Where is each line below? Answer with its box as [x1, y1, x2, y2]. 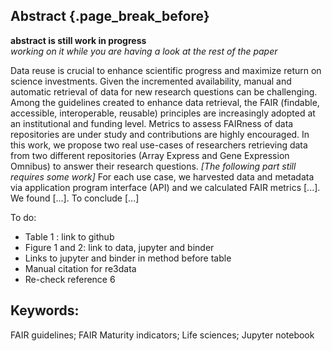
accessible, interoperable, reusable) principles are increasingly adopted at [10, 107, 316, 119]
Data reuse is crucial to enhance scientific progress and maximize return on [10, 64, 322, 76]
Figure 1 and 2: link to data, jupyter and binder [24, 241, 215, 253]
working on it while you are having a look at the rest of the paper [10, 45, 278, 57]
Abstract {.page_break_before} [10, 8, 210, 25]
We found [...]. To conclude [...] [10, 192, 140, 204]
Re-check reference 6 [24, 273, 116, 285]
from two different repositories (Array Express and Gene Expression [10, 149, 290, 161]
